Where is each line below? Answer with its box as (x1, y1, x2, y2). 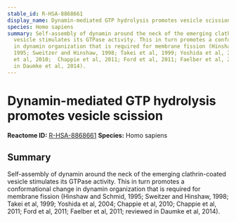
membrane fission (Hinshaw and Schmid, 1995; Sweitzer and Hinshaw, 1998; (7, 192, 229, 201)
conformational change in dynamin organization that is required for (7, 185, 201, 193)
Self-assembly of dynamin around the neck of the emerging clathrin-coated (7, 170, 227, 178)
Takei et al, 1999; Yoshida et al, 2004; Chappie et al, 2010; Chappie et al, (7, 200, 217, 208)
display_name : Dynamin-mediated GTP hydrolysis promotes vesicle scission (7, 17, 231, 24)
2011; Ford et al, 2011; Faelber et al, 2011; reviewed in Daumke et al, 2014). (7, 207, 221, 216)
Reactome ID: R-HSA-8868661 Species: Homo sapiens (7, 131, 168, 139)
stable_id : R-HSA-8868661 (7, 10, 83, 18)
